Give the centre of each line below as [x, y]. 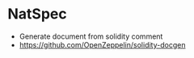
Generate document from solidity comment [91, 36]
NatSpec [37, 14]
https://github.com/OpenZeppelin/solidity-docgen [102, 44]
